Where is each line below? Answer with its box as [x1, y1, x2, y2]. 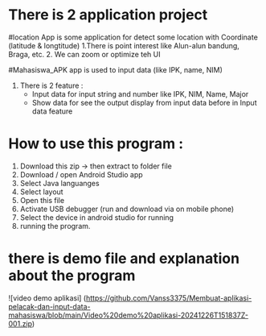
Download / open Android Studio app [19, 169, 143, 179]
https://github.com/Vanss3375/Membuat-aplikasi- [85, 292, 252, 303]
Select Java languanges [19, 178, 100, 188]
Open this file [19, 195, 65, 205]
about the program [8, 267, 136, 285]
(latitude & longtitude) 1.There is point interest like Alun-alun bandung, [8, 40, 239, 50]
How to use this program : [8, 135, 184, 153]
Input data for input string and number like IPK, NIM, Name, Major [31, 89, 249, 98]
